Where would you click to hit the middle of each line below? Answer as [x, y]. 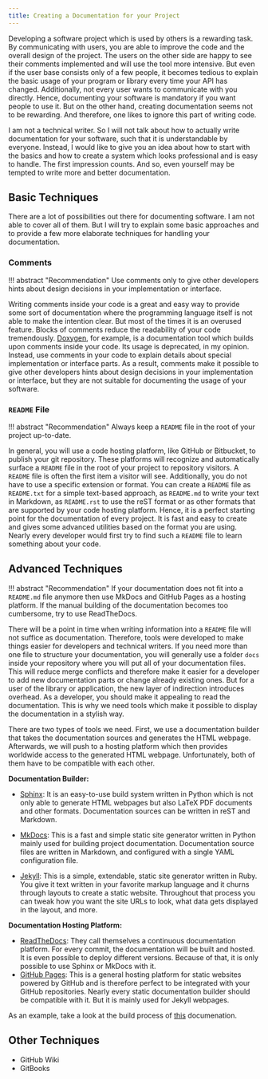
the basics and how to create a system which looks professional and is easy [133, 156]
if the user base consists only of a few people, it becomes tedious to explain [133, 72]
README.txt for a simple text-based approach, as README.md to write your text [134, 493]
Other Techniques [54, 1040]
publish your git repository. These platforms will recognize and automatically [134, 459]
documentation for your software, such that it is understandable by [118, 138]
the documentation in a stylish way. [67, 714]
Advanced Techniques [66, 569]
